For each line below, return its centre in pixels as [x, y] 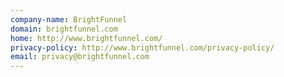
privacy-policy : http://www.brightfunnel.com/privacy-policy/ [142, 47]
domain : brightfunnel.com [64, 29]
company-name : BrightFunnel [69, 19]
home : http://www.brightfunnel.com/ [86, 38]
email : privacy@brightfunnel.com [80, 57]
